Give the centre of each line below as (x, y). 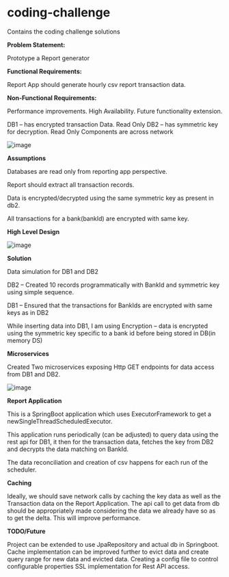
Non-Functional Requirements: (52, 98)
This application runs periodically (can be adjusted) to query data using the (113, 434)
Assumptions (27, 158)
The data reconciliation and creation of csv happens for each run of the (108, 462)
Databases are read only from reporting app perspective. (87, 171)
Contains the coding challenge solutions (64, 31)
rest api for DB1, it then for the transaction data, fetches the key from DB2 (110, 441)
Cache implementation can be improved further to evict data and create (108, 552)
